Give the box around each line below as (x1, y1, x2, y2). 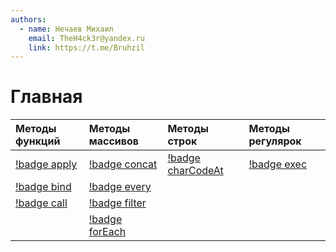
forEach (88, 225, 127, 239)
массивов (88, 134, 140, 148)
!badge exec (248, 157, 308, 171)
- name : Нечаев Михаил (19, 24, 114, 34)
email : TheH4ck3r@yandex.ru (28, 33, 145, 43)
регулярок (248, 134, 302, 148)
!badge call (15, 196, 68, 210)
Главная (10, 86, 83, 108)
